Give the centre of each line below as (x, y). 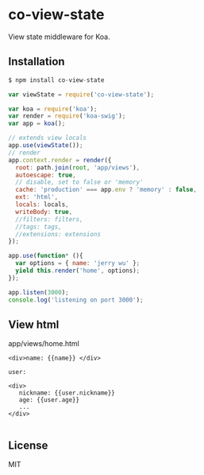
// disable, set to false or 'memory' (80, 182)
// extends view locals (48, 138)
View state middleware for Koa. (60, 37)
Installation (37, 62)
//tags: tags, (38, 227)
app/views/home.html (44, 344)
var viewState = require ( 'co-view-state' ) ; (81, 94)
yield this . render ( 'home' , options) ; (78, 271)
